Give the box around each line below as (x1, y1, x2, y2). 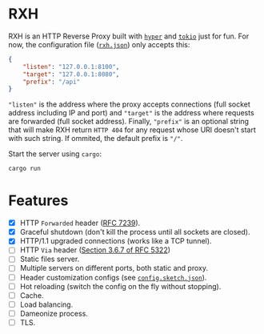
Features (8, 191, 69, 210)
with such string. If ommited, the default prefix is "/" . (8, 134, 183, 143)
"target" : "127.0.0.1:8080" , (22, 70, 120, 78)
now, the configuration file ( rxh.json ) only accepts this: (8, 39, 190, 49)
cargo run (8, 165, 42, 173)
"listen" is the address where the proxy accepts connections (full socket (8, 99, 250, 109)
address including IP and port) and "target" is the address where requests (8, 108, 254, 118)
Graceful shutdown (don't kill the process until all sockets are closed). (19, 227, 250, 237)
